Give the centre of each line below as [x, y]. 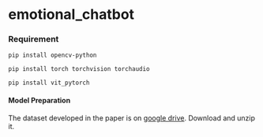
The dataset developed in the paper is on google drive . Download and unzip [131, 118]
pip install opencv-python [53, 56]
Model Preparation [39, 101]
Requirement [34, 39]
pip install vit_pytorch [49, 83]
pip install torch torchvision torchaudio [79, 69]
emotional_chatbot [71, 15]
